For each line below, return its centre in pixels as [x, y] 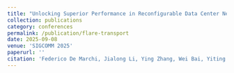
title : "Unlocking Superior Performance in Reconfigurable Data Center [113, 14]
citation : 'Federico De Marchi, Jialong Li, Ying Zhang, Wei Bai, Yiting [117, 59]
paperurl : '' [26, 53]
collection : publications [45, 20]
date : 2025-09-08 [32, 40]
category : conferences [40, 26]
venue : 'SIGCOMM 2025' [40, 46]
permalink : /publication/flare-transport [68, 33]
